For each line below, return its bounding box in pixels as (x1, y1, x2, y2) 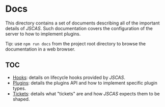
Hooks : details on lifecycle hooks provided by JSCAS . (12, 74, 126, 81)
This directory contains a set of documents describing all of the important (5, 20, 160, 26)
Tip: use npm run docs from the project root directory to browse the (5, 40, 146, 46)
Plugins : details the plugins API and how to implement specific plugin (12, 79, 158, 86)
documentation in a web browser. (5, 46, 75, 52)
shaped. (12, 96, 30, 102)
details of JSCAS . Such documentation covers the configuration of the (5, 25, 153, 31)
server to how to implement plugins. (5, 31, 81, 37)
